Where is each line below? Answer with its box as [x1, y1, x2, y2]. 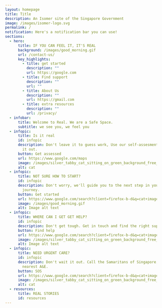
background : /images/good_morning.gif [17, 48, 96, 52]
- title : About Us [22, 88, 59, 93]
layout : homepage [5, 7, 40, 12]
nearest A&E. [22, 264, 49, 269]
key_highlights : [17, 57, 51, 62]
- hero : [9, 39, 25, 44]
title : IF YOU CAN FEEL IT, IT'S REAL [17, 43, 96, 48]
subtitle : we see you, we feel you [17, 124, 90, 129]
